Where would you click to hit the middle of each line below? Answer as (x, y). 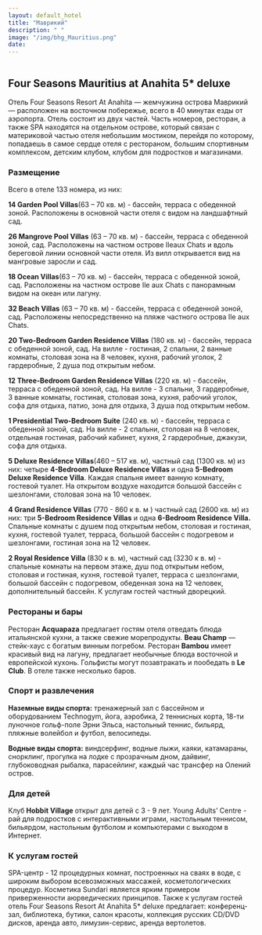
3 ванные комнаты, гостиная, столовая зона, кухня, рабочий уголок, (123, 398)
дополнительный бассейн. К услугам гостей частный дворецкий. (117, 591)
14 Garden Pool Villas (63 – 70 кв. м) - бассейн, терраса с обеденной (122, 205)
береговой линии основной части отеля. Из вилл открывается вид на (124, 253)
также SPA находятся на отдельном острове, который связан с (114, 127)
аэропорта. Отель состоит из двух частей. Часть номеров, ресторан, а (127, 118)
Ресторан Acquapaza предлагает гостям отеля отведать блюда (115, 629)
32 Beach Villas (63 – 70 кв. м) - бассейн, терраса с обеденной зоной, (126, 309)
